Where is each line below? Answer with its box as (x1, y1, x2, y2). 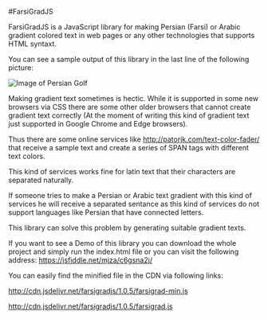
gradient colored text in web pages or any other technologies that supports (8, 31, 255, 40)
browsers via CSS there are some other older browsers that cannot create (8, 103, 251, 111)
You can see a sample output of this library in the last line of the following (8, 55, 250, 64)
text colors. (8, 151, 45, 161)
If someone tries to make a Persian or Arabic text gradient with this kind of (8, 191, 253, 200)
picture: (8, 63, 34, 72)
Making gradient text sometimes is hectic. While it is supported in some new (8, 94, 259, 103)
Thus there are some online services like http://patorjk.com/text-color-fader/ (8, 134, 260, 144)
